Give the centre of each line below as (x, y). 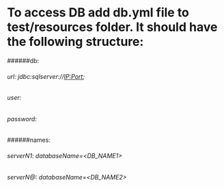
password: (22, 119)
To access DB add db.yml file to (98, 13)
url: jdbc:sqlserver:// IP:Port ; (46, 76)
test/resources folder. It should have (112, 27)
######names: (29, 140)
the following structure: (75, 42)
